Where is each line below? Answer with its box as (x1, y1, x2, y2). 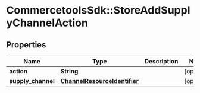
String (60, 68, 79, 75)
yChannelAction (6, 16, 88, 30)
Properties (6, 40, 46, 50)
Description (144, 57, 179, 65)
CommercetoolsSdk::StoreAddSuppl (6, 4, 190, 17)
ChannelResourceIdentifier (60, 77, 139, 85)
